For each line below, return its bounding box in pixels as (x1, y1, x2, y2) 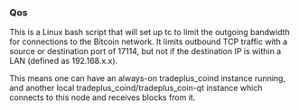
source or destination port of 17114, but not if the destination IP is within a (9, 46, 282, 57)
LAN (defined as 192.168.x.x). (9, 56, 118, 67)
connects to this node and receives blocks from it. (9, 92, 196, 103)
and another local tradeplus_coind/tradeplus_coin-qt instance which (9, 83, 264, 94)
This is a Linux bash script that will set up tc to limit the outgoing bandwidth (9, 27, 291, 38)
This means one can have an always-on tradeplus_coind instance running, (9, 73, 286, 84)
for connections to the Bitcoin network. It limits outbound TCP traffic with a (9, 36, 288, 47)
